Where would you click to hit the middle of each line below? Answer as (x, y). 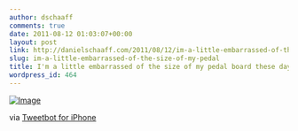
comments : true (37, 26)
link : (19, 50)
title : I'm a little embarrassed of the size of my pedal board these (142, 67)
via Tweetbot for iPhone (53, 117)
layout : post (33, 42)
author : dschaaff (41, 17)
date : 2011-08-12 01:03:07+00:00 (71, 34)
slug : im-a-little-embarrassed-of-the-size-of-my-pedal (114, 58)
